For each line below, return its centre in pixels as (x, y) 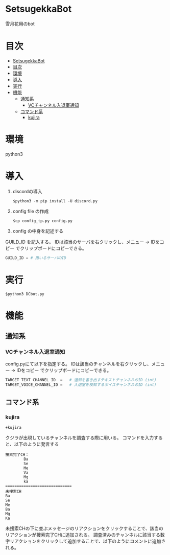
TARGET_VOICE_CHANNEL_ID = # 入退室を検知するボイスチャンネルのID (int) (81, 385)
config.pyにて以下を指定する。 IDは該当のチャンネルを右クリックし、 (78, 364)
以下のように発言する (37, 444)
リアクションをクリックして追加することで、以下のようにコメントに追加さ (88, 541)
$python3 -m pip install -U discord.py (55, 201)
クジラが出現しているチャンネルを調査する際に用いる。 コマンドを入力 (80, 437)
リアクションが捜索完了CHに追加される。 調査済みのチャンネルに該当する (83, 535)
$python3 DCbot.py (25, 294)
